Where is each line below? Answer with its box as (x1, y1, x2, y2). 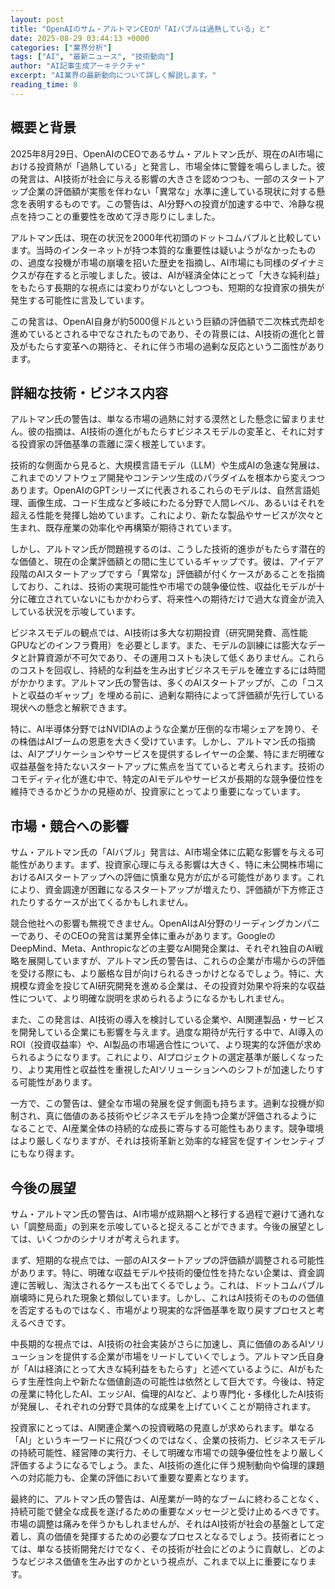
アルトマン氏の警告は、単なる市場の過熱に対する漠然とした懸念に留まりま (10, 413, 317, 425)
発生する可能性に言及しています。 (10, 294, 150, 306)
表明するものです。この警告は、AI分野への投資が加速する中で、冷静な (27, 197, 316, 210)
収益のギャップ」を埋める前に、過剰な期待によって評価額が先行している (27, 689, 325, 701)
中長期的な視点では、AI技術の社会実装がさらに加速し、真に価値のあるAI (10, 1338, 308, 1350)
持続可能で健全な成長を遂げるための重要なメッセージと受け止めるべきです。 (10, 1506, 325, 1517)
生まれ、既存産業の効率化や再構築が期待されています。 (10, 522, 238, 534)
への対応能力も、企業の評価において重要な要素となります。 (10, 1472, 255, 1483)
